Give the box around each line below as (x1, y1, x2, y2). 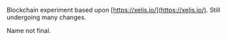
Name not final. (6, 27, 51, 34)
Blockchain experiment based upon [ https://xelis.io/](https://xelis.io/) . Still (6, 6, 221, 14)
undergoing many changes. (6, 13, 87, 21)
